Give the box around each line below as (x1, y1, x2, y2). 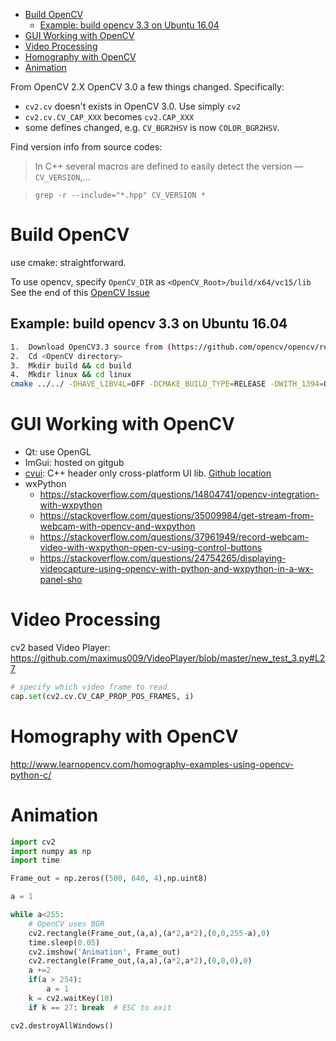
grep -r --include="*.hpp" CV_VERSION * (34, 190, 206, 200)
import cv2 (10, 837, 56, 847)
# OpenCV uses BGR (28, 919, 105, 929)
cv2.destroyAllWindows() (10, 1020, 114, 1031)
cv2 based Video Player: (10, 642, 111, 653)
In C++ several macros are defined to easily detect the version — (34, 160, 304, 172)
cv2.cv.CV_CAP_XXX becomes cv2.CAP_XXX (24, 111, 195, 123)
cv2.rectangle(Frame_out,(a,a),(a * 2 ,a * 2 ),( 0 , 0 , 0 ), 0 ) (28, 956, 253, 966)
